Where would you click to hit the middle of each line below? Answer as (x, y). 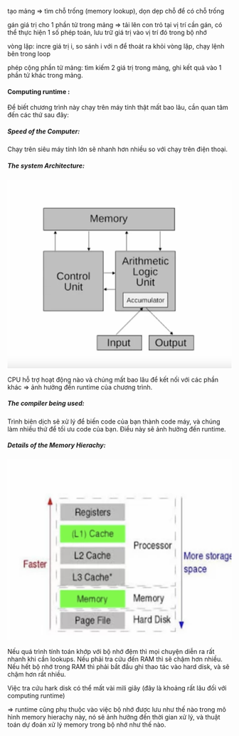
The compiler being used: (46, 404)
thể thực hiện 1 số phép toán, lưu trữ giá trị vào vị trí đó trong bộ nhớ (107, 32)
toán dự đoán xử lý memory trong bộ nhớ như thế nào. (87, 725)
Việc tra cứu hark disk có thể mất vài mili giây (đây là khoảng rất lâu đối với (117, 688)
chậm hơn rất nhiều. (37, 675)
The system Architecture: (46, 165)
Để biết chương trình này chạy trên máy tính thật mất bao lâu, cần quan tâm (118, 108)
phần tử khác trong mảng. (45, 75)
